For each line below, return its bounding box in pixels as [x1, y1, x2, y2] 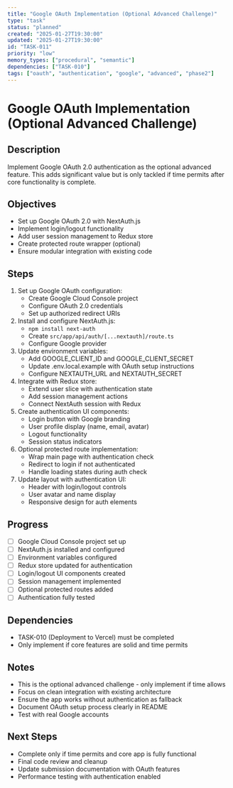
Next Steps [7, 730, 58, 743]
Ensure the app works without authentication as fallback [17, 695, 183, 704]
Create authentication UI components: [17, 407, 130, 416]
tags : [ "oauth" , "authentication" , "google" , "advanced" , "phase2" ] [7, 70, 215, 77]
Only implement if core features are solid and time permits [17, 640, 188, 650]
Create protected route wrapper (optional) [17, 239, 141, 248]
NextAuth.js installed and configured [17, 545, 125, 554]
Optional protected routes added [17, 585, 114, 593]
